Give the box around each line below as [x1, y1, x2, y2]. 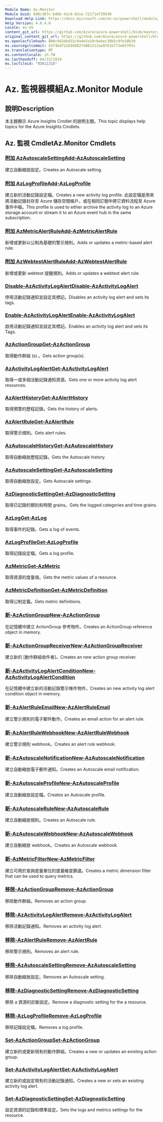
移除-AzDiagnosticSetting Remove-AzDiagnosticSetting [5, 987, 139, 994]
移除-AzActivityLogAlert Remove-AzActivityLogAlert [5, 911, 132, 918]
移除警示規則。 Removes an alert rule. [5, 949, 80, 955]
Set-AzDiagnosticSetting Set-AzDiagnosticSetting [5, 1095, 125, 1102]
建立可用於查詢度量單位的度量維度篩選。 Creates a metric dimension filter [5, 868, 151, 873]
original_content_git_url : [5, 34, 60, 39]
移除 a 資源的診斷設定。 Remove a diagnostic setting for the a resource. [5, 999, 147, 1005]
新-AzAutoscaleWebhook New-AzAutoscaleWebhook [5, 830, 133, 837]
